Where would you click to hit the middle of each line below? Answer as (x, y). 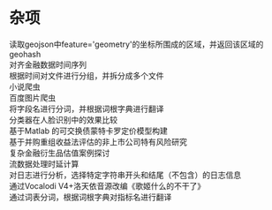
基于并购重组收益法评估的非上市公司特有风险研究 (98, 141)
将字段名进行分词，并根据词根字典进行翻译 (87, 109)
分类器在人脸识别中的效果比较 (63, 119)
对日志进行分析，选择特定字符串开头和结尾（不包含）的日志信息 (125, 175)
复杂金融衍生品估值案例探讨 (60, 153)
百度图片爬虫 (32, 97)
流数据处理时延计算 (44, 163)
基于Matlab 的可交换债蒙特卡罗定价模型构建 (88, 131)
